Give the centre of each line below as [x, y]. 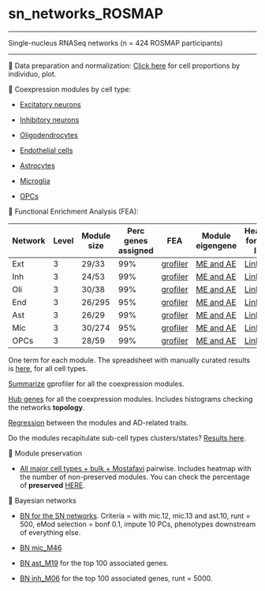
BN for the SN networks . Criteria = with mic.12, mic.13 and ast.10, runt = [135, 515]
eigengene [216, 245]
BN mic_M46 [41, 548]
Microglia [35, 180]
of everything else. [50, 532]
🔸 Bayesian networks [42, 500]
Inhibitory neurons [49, 120]
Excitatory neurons [50, 104]
